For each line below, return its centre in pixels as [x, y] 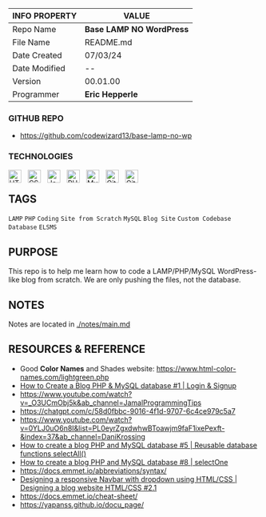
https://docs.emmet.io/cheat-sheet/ [79, 496]
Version [27, 81]
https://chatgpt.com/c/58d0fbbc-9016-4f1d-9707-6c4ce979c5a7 [127, 411]
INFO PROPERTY [45, 16]
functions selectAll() [53, 453]
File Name [31, 42]
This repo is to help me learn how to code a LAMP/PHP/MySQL [112, 271]
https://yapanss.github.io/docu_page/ [82, 504]
